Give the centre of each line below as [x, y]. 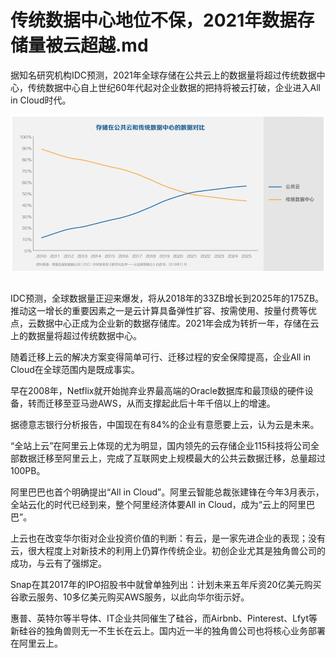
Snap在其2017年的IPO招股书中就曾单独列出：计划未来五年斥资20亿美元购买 [166, 584]
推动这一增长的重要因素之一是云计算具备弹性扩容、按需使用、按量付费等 [159, 310]
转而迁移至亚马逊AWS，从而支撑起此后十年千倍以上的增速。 [151, 403]
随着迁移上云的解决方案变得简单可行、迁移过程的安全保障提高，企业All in [161, 357]
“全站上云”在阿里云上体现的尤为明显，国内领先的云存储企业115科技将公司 [161, 445]
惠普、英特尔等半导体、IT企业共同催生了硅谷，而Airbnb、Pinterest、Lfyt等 [164, 618]
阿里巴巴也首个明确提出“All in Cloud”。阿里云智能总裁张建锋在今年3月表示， [167, 492]
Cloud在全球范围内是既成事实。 [75, 369]
